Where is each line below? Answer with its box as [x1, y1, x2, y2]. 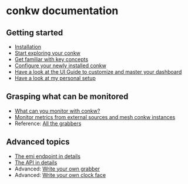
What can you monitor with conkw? [14, 107, 100, 114]
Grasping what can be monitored [6, 91, 129, 101]
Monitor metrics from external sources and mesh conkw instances [14, 113, 176, 120]
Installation [14, 43, 42, 50]
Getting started [6, 28, 63, 38]
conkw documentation [6, 4, 119, 18]
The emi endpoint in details [14, 152, 81, 160]
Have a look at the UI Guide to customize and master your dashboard [14, 68, 182, 75]
